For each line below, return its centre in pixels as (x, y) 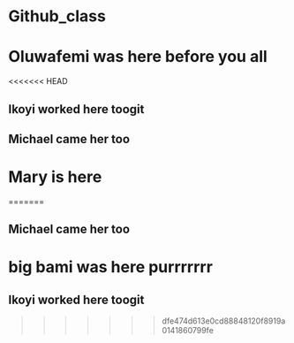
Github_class (57, 16)
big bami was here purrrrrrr (111, 267)
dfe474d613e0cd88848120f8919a (224, 321)
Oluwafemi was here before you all (138, 57)
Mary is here (55, 177)
